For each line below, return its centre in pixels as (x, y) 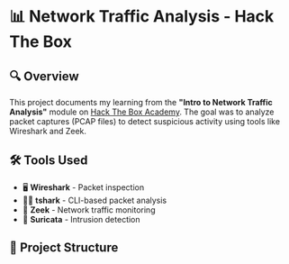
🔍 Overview (44, 76)
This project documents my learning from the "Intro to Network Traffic (141, 102)
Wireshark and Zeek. (48, 131)
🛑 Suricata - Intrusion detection (81, 219)
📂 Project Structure (64, 248)
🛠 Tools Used (49, 161)
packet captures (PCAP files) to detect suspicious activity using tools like (145, 121)
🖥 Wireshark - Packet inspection (83, 187)
